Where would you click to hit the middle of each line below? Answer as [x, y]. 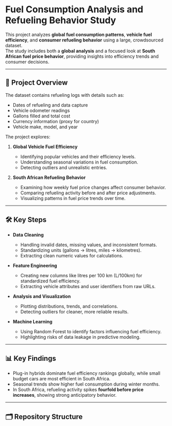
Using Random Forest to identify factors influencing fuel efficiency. [91, 331]
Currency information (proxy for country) [56, 121]
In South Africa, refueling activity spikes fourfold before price [78, 390]
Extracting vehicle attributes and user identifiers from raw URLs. [88, 286]
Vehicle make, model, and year [45, 127]
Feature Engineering [35, 266]
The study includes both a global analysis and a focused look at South [80, 51]
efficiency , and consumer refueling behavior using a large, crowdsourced [84, 40]
